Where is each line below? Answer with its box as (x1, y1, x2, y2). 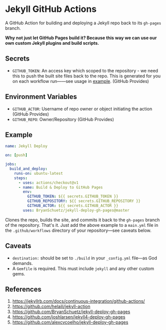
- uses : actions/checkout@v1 (18, 180, 79, 185)
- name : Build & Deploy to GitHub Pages (18, 185, 103, 190)
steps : (14, 175, 28, 181)
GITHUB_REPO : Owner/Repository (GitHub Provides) (12, 116, 114, 122)
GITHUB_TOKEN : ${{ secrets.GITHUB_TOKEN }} (27, 194, 119, 199)
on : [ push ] (5, 153, 28, 158)
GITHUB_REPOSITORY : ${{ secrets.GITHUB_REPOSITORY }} (27, 198, 141, 204)
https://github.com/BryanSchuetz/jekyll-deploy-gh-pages (12, 309, 130, 315)
